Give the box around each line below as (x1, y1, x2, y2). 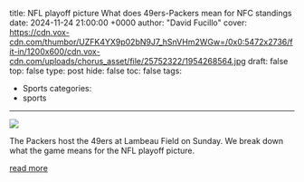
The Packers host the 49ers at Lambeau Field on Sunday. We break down (9, 136, 284, 146)
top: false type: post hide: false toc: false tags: (9, 65, 183, 76)
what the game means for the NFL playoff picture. (9, 145, 195, 156)
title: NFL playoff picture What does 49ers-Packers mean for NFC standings (9, 8, 292, 18)
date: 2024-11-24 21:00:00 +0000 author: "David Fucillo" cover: (9, 17, 247, 28)
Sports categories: (22, 83, 92, 93)
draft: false (247, 56, 289, 66)
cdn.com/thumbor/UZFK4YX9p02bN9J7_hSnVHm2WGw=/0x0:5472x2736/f (9, 36, 294, 47)
